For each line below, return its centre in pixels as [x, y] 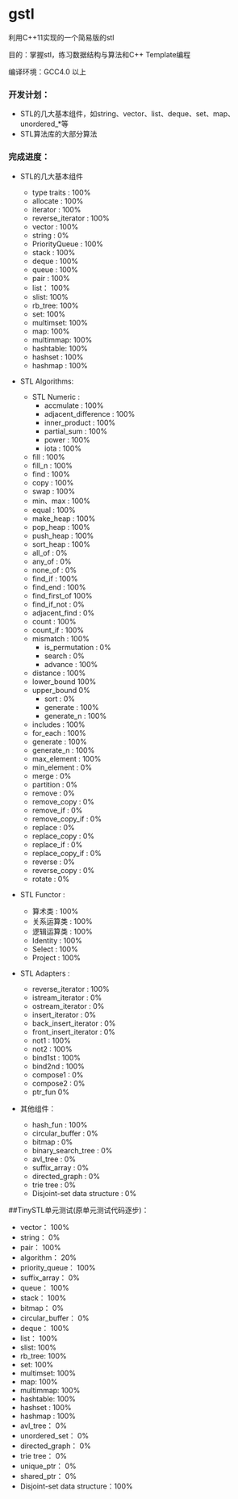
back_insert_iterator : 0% [74, 1023]
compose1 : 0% [58, 1074]
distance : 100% [59, 673]
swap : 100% [53, 491]
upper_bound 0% [61, 690]
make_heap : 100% [64, 519]
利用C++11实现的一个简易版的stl [61, 37]
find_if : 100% [55, 578]
